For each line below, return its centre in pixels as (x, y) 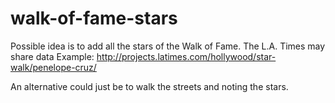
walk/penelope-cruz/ (53, 67)
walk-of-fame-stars (94, 18)
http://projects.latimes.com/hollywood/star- (186, 56)
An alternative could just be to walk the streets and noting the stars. (149, 86)
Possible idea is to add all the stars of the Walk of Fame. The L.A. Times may (168, 46)
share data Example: (52, 56)
